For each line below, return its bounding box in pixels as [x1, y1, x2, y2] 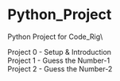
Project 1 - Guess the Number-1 [7, 56, 110, 65]
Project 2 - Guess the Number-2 [7, 64, 113, 73]
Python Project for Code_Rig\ [7, 32, 103, 41]
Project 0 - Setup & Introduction [7, 47, 112, 56]
